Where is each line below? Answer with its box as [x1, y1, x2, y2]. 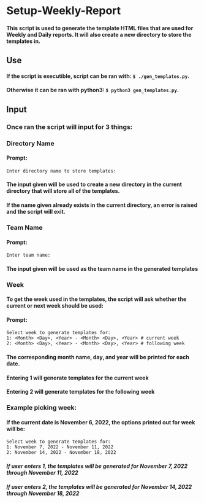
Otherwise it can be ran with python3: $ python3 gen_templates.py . [6, 87, 179, 94]
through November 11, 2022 [6, 469, 78, 476]
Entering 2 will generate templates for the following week [6, 388, 155, 396]
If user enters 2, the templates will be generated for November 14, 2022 [6, 483, 192, 490]
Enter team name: [6, 252, 51, 259]
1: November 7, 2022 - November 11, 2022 [6, 444, 114, 450]
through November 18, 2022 [6, 489, 80, 497]
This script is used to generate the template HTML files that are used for [6, 24, 194, 31]
